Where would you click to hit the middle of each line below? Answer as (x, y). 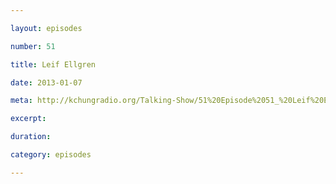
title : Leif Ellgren (53, 64)
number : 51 (33, 46)
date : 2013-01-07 (46, 82)
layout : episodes (46, 28)
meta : (21, 101)
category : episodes (51, 155)
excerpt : (28, 119)
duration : (31, 137)
